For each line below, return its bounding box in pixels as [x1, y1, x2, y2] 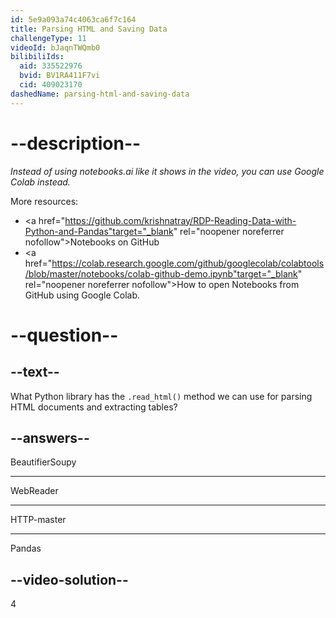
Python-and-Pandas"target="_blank [24, 225, 174, 237]
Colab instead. [10, 176, 71, 188]
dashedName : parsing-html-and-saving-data [10, 89, 190, 99]
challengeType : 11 [10, 33, 87, 43]
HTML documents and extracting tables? [10, 401, 178, 413]
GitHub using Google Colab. [24, 289, 141, 301]
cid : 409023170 [19, 80, 83, 90]
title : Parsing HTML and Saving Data [10, 24, 168, 34]
